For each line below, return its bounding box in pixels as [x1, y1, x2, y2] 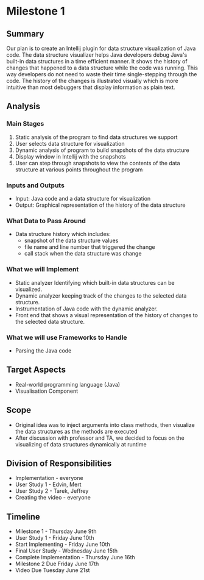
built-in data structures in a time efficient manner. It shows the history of [6, 58, 188, 65]
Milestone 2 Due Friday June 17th [15, 560, 99, 568]
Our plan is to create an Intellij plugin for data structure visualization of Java [6, 45, 196, 52]
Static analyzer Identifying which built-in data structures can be [15, 279, 175, 286]
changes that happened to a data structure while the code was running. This [6, 64, 198, 71]
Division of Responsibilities [6, 458, 112, 468]
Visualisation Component [15, 387, 79, 395]
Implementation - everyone [15, 474, 83, 482]
